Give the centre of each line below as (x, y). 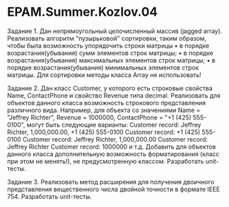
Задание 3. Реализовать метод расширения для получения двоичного (111, 182)
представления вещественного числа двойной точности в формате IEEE (113, 189)
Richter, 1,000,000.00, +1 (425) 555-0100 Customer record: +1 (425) (104, 132)
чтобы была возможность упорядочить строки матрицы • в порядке (108, 45)
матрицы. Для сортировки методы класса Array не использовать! (104, 75)
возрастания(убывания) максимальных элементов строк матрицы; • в (111, 60)
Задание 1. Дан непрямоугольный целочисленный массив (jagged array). (115, 31)
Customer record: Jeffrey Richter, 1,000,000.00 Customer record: (116, 139)
